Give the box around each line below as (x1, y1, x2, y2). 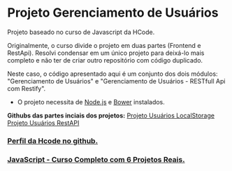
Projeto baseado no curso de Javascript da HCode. (7, 28, 155, 36)
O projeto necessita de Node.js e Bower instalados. (17, 97, 166, 106)
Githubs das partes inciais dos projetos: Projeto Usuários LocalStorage (7, 111, 215, 120)
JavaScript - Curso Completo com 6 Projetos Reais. (7, 154, 185, 164)
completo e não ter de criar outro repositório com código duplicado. (7, 56, 203, 64)
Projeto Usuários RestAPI (7, 118, 80, 127)
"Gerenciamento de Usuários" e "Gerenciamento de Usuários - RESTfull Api (7, 76, 226, 85)
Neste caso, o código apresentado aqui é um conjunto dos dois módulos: (7, 70, 218, 78)
